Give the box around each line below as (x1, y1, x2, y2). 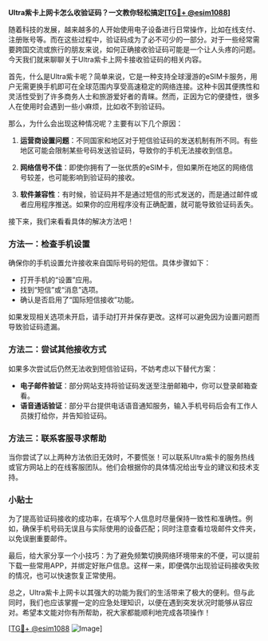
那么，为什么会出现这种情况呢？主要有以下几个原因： (8, 119, 183, 128)
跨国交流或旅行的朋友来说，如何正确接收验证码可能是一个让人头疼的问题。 (14, 45, 260, 54)
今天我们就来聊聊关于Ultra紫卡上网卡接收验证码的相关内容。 (8, 55, 206, 64)
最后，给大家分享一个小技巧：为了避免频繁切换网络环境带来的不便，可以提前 (8, 551, 260, 560)
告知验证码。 (69, 411, 112, 420)
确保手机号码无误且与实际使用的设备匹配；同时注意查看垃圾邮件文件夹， (22, 524, 260, 534)
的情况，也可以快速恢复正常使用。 (8, 571, 120, 580)
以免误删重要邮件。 (8, 534, 72, 543)
